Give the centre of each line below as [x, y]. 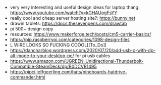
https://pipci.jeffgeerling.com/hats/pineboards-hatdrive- [68, 72]
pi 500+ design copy [32, 29]
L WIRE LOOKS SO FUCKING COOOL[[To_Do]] [58, 45]
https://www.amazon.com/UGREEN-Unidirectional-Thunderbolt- [77, 61]
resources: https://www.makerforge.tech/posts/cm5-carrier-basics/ [80, 34]
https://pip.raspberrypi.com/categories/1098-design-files [70, 39]
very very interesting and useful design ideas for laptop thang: [75, 7]
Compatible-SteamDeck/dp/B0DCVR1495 [53, 66]
